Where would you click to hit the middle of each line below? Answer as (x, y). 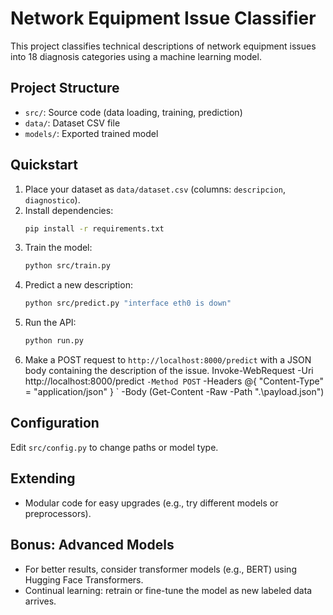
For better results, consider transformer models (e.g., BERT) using (160, 569)
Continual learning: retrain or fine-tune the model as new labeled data (168, 590)
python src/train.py (67, 266)
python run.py (54, 341)
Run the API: (50, 323)
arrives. (40, 601)
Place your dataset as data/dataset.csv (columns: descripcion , (155, 189)
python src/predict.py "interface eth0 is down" (128, 303)
